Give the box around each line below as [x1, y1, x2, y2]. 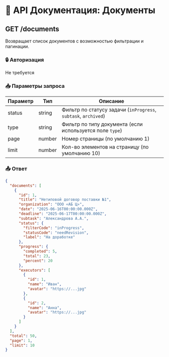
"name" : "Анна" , [27, 305, 62, 310]
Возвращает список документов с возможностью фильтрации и [5, 38, 144, 44]
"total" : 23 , [23, 253, 51, 259]
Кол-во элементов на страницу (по [61, 143, 149, 150]
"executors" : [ [18, 268, 51, 273]
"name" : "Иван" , [27, 282, 62, 287]
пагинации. [5, 43, 29, 49]
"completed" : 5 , [23, 249, 57, 254]
